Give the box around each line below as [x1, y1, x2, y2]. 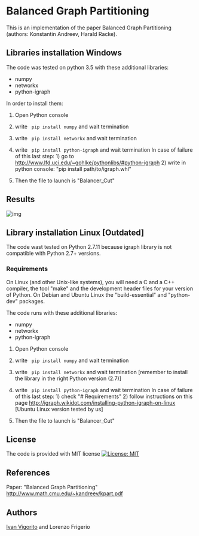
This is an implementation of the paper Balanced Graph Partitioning [6, 24, 172, 31]
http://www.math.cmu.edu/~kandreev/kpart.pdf [6, 490, 124, 497]
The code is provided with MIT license [6, 450, 100, 457]
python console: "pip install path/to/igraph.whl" [14, 165, 131, 172]
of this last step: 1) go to [14, 152, 75, 159]
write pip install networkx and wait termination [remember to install [14, 368, 188, 375]
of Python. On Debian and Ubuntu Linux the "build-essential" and [6, 291, 167, 298]
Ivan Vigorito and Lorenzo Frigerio [6, 523, 91, 531]
